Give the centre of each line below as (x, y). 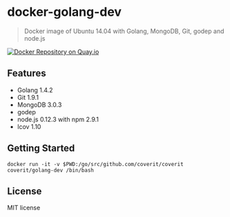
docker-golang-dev (65, 12)
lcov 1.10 (29, 126)
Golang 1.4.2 (35, 90)
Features (27, 73)
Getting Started (41, 148)
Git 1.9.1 (28, 97)
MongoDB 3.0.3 (39, 105)
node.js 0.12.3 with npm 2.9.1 (58, 119)
